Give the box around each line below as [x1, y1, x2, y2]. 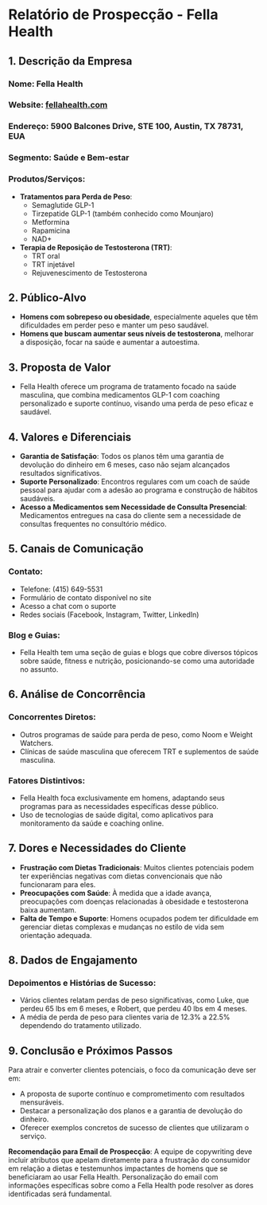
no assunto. [19, 664, 59, 674]
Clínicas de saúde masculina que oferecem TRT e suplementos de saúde [19, 747, 259, 756]
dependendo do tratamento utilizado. [19, 1021, 141, 1030]
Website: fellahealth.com [8, 100, 108, 111]
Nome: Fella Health [8, 78, 83, 89]
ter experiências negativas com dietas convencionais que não [19, 871, 222, 881]
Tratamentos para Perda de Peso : [19, 191, 133, 201]
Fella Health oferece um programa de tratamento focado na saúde [19, 382, 237, 391]
